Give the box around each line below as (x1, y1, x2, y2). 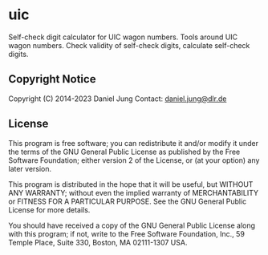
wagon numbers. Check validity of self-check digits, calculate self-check (8, 40, 250, 50)
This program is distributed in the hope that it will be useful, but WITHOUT (8, 179, 254, 189)
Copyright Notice (8, 72, 96, 86)
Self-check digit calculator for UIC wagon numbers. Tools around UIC (8, 32, 238, 42)
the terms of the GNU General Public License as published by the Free (8, 147, 241, 156)
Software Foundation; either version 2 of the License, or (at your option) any (8, 155, 260, 165)
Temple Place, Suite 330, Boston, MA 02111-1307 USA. (8, 237, 188, 247)
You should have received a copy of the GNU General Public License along (8, 221, 255, 230)
